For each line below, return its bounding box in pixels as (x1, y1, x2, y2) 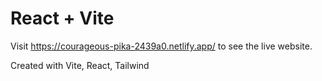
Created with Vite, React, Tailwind (10, 59, 150, 71)
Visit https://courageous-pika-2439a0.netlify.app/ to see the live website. (10, 40, 313, 52)
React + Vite (10, 7, 115, 30)
